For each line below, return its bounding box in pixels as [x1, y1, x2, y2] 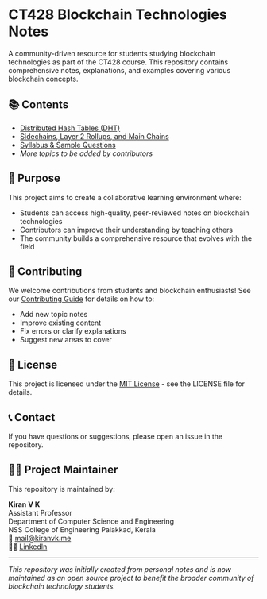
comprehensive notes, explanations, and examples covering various [8, 65, 231, 75]
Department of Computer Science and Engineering [8, 516, 175, 526]
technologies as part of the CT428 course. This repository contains [8, 57, 229, 67]
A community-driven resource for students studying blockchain [8, 48, 216, 58]
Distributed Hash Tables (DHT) [19, 123, 121, 133]
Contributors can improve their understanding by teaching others [19, 225, 233, 234]
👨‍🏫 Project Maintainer [8, 463, 118, 477]
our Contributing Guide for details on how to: [8, 294, 155, 303]
